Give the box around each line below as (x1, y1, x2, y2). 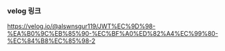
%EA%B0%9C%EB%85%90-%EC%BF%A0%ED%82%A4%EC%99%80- (7, 30, 219, 38)
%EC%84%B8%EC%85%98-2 (7, 37, 96, 45)
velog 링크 (7, 6, 41, 15)
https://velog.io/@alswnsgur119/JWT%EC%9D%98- (7, 22, 156, 30)
